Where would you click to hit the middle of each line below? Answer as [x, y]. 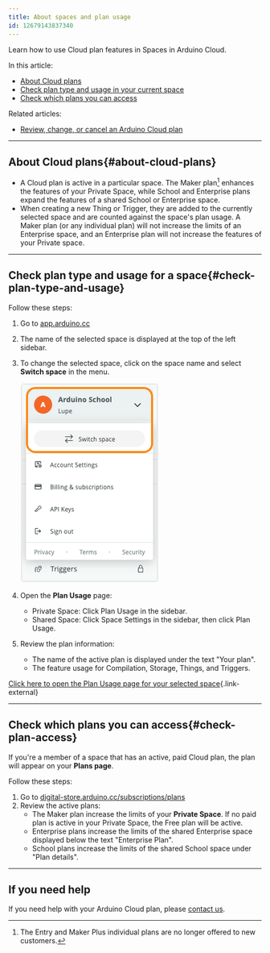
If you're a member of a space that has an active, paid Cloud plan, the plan [132, 757]
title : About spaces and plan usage [70, 17]
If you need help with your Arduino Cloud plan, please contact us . [117, 909]
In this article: [31, 65]
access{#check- [194, 725]
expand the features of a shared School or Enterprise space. [120, 200]
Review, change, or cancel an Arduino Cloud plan [101, 129]
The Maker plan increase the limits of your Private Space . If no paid [144, 814]
